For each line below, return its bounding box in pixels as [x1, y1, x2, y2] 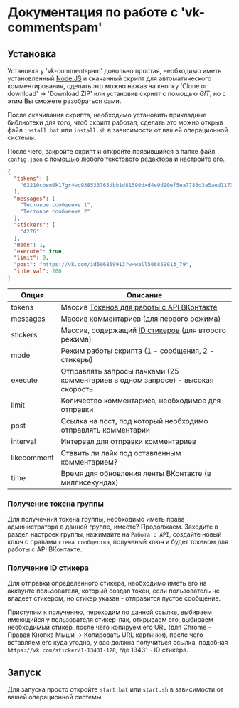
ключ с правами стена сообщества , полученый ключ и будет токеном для [7, 538, 229, 546]
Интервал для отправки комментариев [60, 436, 197, 446]
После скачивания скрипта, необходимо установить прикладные [7, 111, 207, 119]
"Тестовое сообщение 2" [20, 208, 91, 216]
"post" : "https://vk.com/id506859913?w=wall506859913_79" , [14, 261, 193, 268]
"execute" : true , [14, 248, 65, 255]
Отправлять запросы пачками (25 [60, 366, 179, 376]
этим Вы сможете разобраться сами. [7, 97, 122, 105]
